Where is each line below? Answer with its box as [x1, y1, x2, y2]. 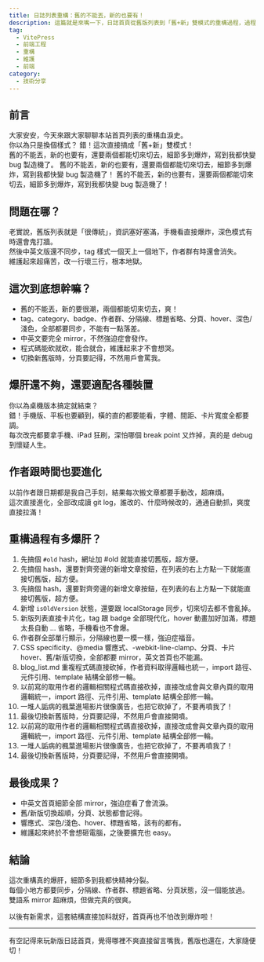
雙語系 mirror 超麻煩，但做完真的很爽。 [9, 895, 136, 904]
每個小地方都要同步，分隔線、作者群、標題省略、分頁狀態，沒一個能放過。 [9, 885, 249, 894]
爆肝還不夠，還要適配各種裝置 [9, 379, 154, 392]
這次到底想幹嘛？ [9, 282, 92, 295]
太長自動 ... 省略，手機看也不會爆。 [20, 624, 134, 633]
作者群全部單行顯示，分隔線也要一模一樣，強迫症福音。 [20, 633, 199, 642]
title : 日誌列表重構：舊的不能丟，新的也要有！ [9, 11, 145, 20]
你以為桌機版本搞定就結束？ [9, 401, 99, 410]
